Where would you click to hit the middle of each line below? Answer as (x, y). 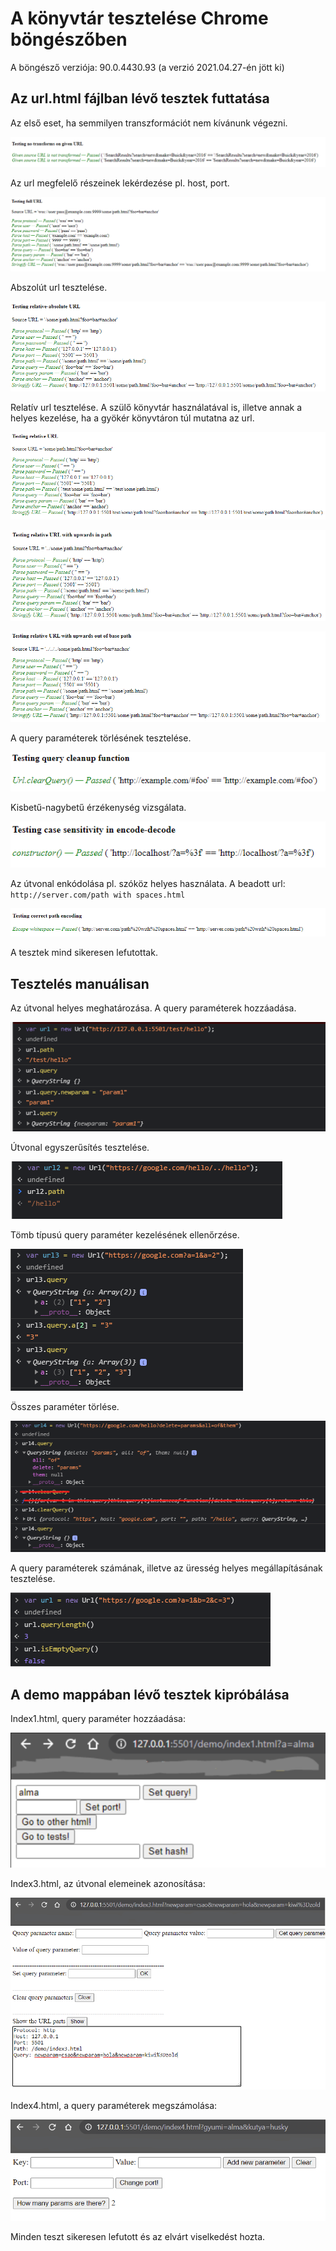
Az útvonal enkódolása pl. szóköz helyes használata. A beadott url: (148, 883)
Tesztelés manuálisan (80, 983)
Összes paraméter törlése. (65, 1406)
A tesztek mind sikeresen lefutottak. (84, 953)
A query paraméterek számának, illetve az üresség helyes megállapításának (166, 1568)
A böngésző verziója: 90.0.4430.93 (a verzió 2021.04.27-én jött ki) (147, 67)
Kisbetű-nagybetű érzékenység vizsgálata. (98, 807)
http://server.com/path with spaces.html (98, 895)
